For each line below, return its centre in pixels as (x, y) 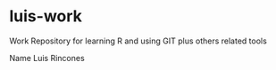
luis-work (46, 16)
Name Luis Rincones (47, 58)
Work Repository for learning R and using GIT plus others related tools (138, 41)
